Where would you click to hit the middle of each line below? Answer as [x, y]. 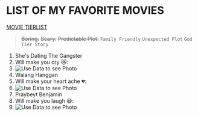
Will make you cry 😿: [41, 62]
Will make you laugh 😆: [44, 100]
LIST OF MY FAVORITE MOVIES [85, 11]
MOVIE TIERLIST [27, 27]
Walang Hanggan [37, 75]
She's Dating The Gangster [49, 55]
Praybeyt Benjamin [38, 94]
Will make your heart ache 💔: [50, 81]
